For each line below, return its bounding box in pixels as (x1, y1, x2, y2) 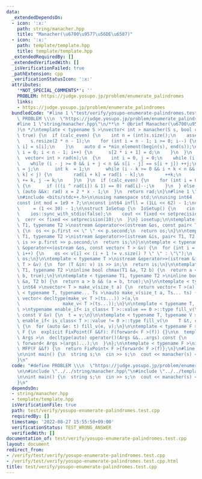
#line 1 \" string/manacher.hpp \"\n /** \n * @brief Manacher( (17, 121, 171, 127)
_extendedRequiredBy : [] (11, 54, 74, 60)
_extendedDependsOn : (11, 14, 63, 21)
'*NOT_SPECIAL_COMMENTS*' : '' (17, 88, 93, 94)
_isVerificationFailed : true (11, 65, 85, 71)
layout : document (6, 442, 50, 448)
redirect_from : (6, 447, 44, 453)
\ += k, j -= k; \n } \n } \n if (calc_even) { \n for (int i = (17, 178, 192, 184)
